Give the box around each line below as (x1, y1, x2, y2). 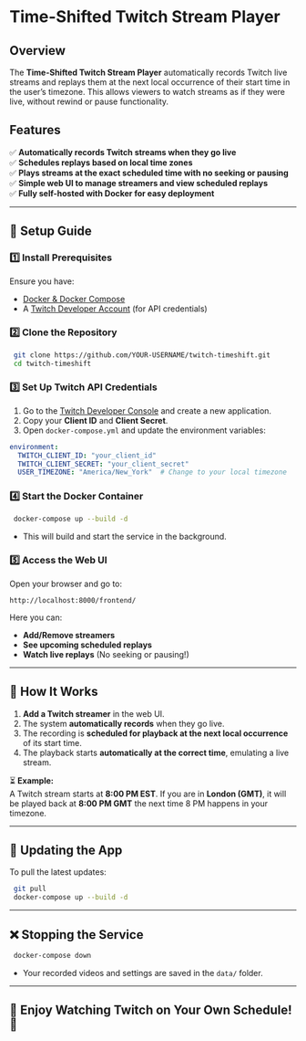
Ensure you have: (9, 276, 75, 287)
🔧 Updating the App (9, 843, 123, 858)
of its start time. (22, 737, 82, 748)
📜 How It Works (9, 684, 98, 699)
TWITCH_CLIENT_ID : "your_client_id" (17, 450, 157, 460)
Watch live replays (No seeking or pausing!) (22, 648, 189, 659)
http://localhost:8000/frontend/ (9, 595, 137, 605)
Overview (9, 43, 66, 58)
